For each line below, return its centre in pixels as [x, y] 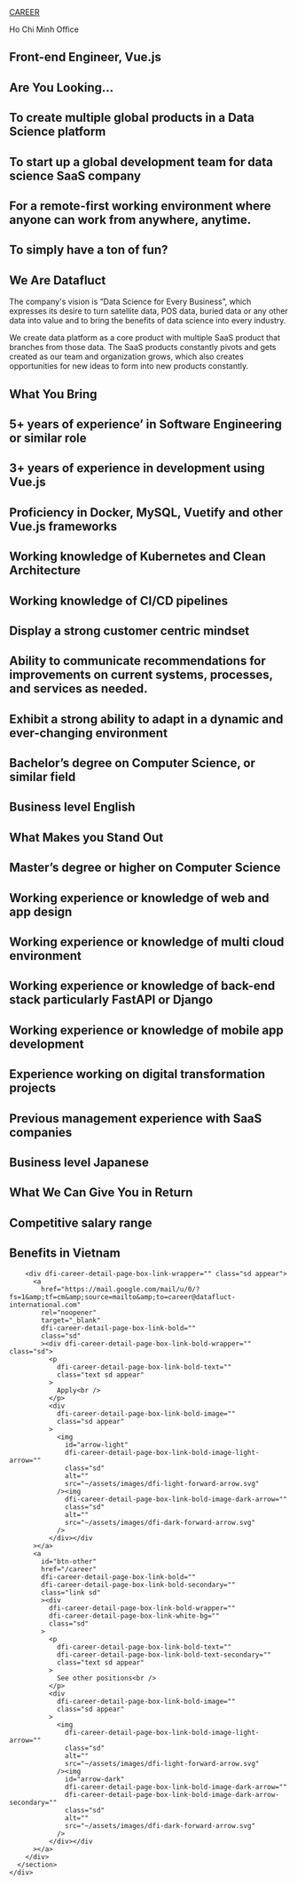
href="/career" [69, 1569]
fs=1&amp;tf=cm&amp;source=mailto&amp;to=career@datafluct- [123, 1297]
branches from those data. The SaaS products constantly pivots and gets [143, 347]
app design [41, 911]
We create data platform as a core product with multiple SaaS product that [145, 338]
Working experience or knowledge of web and [139, 898]
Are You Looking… [62, 88]
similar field [43, 777]
